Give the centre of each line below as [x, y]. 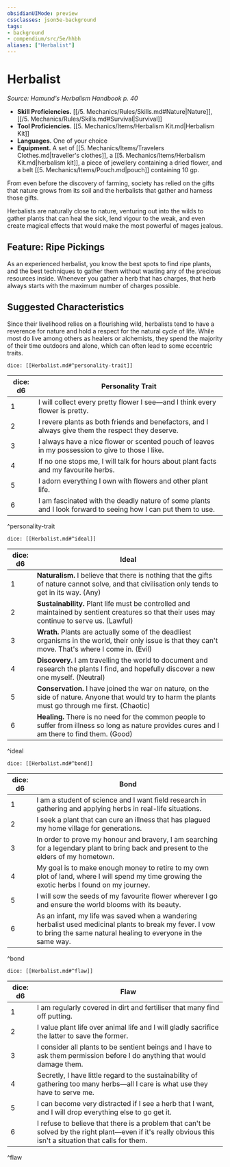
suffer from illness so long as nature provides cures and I [128, 725]
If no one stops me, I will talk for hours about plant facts [127, 461]
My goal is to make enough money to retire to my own [123, 867]
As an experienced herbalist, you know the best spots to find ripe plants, [110, 263]
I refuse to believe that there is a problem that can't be [124, 1123]
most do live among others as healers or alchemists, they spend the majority [115, 338]
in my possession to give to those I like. [101, 450]
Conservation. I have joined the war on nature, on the [123, 688]
